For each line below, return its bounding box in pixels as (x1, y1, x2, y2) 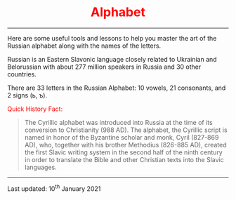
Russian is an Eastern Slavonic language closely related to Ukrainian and (7, 55, 217, 63)
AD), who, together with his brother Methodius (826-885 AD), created (24, 140, 227, 149)
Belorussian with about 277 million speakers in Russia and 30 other (7, 62, 202, 71)
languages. (24, 163, 58, 171)
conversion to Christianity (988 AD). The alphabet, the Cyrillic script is (24, 126, 228, 134)
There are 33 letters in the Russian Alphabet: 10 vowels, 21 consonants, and (7, 84, 226, 92)
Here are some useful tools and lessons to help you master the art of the (7, 34, 217, 42)
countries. (7, 69, 37, 78)
